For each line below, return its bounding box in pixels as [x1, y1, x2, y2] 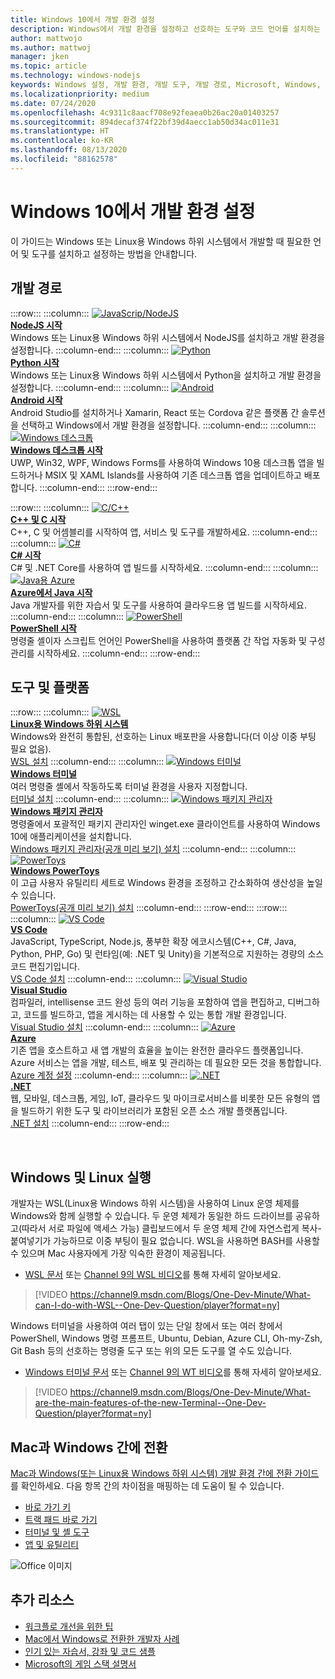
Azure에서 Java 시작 [10, 586, 93, 598]
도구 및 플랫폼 [10, 679, 90, 696]
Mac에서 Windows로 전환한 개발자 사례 [24, 1632, 180, 1645]
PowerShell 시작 [10, 622, 77, 634]
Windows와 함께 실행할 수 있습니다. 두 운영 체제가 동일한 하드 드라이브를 [10, 1210, 294, 1222]
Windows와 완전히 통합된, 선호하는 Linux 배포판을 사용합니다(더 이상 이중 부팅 [10, 731, 317, 743]
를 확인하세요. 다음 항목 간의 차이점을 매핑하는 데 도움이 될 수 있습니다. [10, 1479, 285, 1491]
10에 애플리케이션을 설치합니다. [10, 831, 132, 843]
